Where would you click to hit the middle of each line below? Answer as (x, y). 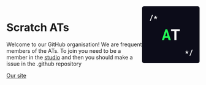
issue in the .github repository (44, 64)
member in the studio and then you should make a (70, 57)
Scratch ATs (38, 28)
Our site (16, 75)
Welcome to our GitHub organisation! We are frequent (74, 44)
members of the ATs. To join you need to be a (64, 50)
